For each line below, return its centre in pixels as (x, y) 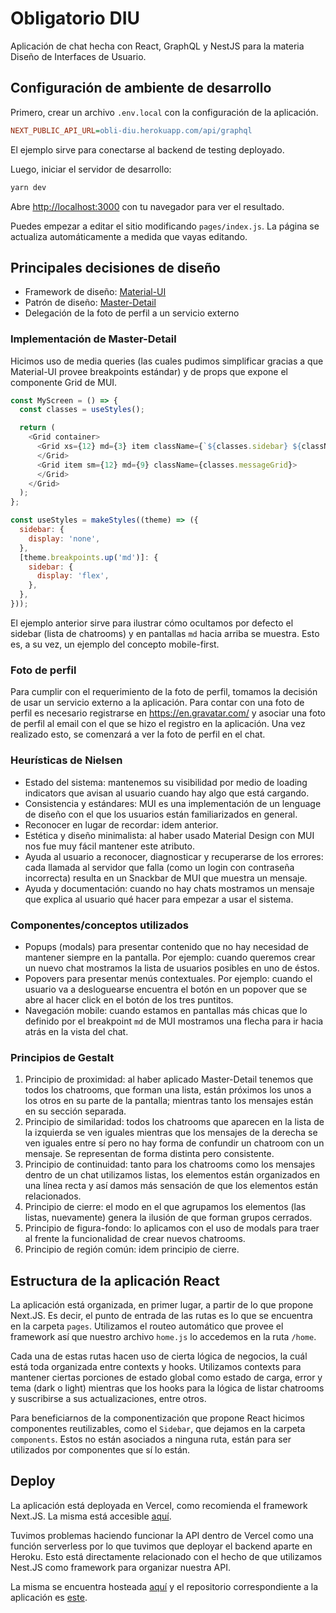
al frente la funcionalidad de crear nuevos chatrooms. (135, 1239)
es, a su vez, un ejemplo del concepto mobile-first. (115, 644)
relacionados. (53, 1196)
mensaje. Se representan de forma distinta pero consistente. (149, 1154)
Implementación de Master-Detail (93, 339)
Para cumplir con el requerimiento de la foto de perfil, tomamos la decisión (164, 692)
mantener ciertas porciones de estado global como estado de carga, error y (166, 1377)
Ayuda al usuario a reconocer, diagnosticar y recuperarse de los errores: (174, 856)
